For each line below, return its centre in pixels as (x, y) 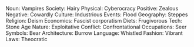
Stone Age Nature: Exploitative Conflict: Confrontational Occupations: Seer (96, 27)
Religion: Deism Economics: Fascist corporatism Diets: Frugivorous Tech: (94, 21)
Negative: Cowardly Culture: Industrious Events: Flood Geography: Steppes (97, 15)
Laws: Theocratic (26, 39)
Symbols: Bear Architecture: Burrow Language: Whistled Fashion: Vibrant (94, 33)
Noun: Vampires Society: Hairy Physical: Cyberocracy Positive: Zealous (92, 8)
